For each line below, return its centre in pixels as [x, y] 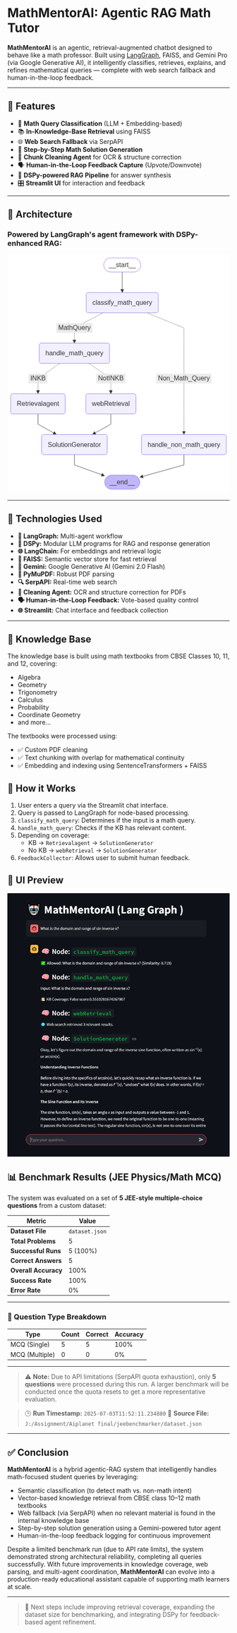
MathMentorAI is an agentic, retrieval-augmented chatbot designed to [110, 47]
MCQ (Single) [30, 1345]
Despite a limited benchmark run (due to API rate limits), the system [105, 1549]
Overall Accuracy [36, 1270]
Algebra [29, 677]
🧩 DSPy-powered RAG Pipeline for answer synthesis [94, 175]
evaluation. [41, 1399]
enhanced [25, 244]
